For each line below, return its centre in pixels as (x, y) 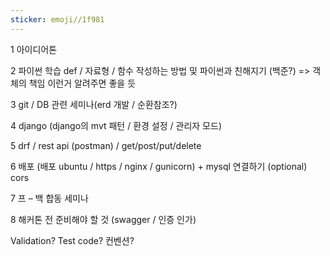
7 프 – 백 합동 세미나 (49, 198)
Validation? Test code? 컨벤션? (72, 240)
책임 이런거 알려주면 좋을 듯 (82, 83)
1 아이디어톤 (34, 49)
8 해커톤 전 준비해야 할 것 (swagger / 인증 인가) (103, 219)
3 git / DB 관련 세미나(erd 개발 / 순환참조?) (94, 104)
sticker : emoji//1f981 (57, 19)
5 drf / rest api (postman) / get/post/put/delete (106, 145)
